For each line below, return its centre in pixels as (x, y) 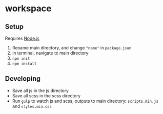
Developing (23, 79)
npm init (21, 59)
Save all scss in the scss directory (46, 95)
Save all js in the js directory (41, 91)
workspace (28, 9)
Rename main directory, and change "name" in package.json (72, 48)
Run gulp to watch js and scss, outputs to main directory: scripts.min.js (85, 101)
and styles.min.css (32, 106)
